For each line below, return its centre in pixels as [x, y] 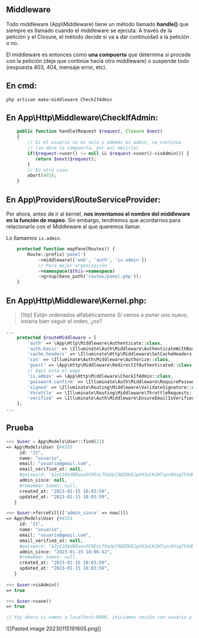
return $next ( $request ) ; [66, 159]
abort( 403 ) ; [42, 176]
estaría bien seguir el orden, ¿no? [61, 321]
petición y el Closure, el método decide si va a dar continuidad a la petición [98, 37]
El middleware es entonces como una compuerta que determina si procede [99, 54]
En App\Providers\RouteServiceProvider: [84, 199]
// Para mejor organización [73, 266]
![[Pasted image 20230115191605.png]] [54, 628]
